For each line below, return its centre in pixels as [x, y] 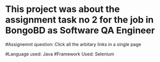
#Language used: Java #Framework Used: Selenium [60, 54]
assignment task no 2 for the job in [79, 20]
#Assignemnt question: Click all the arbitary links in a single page [73, 44]
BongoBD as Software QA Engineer [80, 30]
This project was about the [63, 9]
